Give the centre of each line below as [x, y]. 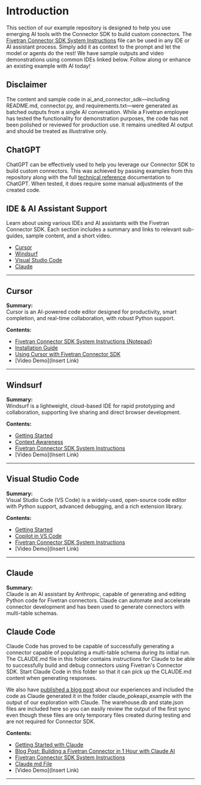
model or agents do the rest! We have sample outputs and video [85, 53]
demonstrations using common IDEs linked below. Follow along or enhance [98, 59]
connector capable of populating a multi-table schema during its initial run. [98, 652]
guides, [16, 236]
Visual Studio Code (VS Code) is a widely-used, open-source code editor [96, 500]
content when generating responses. [52, 678]
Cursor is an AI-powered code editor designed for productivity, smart [92, 312]
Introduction [38, 11]
